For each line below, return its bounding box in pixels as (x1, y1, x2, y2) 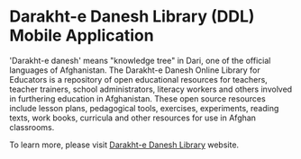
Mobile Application (9, 25, 155, 46)
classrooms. (9, 121, 55, 132)
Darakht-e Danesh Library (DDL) (9, 6, 255, 27)
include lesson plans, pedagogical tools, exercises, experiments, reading (9, 102, 279, 113)
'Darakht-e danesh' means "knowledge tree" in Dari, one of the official (9, 55, 271, 66)
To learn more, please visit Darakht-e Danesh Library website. (9, 139, 240, 150)
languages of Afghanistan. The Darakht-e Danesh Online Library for (9, 65, 260, 75)
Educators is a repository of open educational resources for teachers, (9, 74, 268, 84)
